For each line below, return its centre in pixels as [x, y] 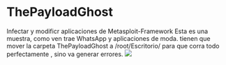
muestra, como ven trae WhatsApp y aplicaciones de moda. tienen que [108, 38]
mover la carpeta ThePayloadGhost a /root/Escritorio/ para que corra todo [113, 46]
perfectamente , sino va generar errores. [65, 54]
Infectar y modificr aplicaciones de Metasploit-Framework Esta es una [107, 31]
